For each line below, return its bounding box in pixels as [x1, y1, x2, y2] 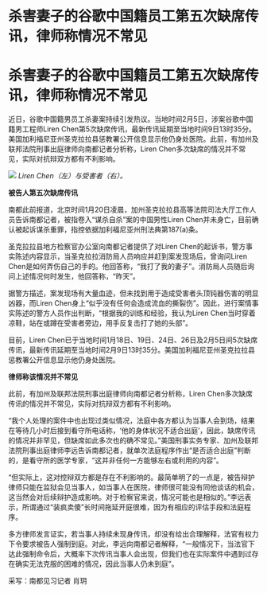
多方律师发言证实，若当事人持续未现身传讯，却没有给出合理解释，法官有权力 [8, 529, 259, 539]
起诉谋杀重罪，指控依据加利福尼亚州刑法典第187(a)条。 [21, 224, 203, 235]
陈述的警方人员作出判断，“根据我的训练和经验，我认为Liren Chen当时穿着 [14, 308, 256, 318]
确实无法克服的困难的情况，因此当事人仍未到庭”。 [14, 559, 179, 569]
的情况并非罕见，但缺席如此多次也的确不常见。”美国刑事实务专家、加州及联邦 [8, 435, 259, 446]
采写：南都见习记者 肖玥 [8, 576, 87, 586]
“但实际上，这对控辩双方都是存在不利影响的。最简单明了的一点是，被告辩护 [8, 473, 256, 482]
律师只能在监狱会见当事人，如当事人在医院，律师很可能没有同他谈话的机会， [8, 482, 259, 492]
